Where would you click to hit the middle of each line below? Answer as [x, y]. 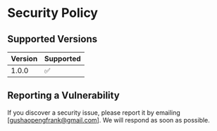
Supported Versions [52, 39]
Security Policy [53, 13]
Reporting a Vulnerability [63, 95]
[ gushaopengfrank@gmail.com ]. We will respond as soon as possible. [108, 120]
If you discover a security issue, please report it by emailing [94, 112]
